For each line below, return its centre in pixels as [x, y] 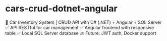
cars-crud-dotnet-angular [61, 9]
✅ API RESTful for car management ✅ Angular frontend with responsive [80, 27]
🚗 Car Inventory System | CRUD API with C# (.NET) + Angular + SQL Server [83, 22]
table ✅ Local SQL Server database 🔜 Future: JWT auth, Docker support [81, 33]
